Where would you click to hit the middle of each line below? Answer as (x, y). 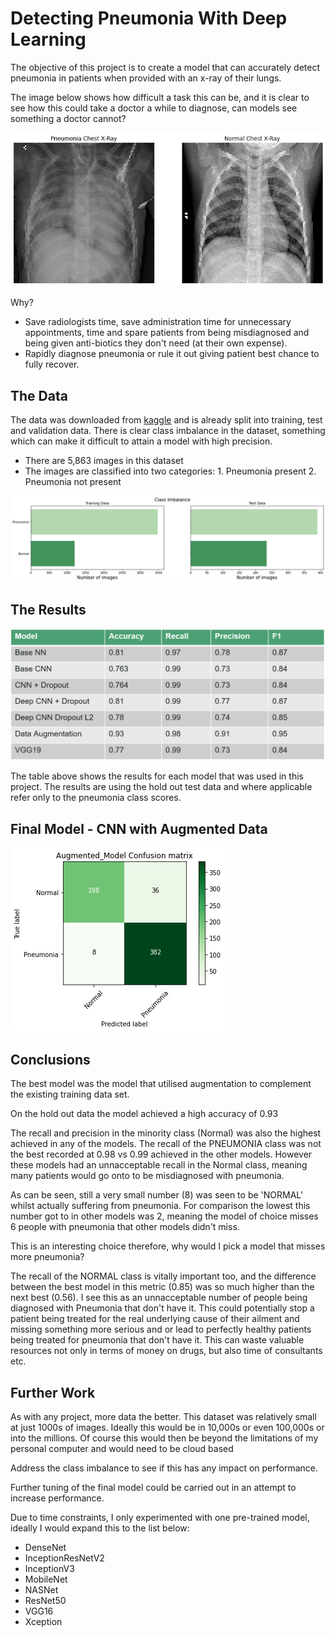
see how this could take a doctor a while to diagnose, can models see (154, 108)
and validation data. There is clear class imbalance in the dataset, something (168, 431)
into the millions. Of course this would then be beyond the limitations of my (164, 1438)
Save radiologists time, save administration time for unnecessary (158, 322)
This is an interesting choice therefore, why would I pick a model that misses (168, 1246)
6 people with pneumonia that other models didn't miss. (125, 1227)
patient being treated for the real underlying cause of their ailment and (155, 1319)
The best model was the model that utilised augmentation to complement (161, 1084)
